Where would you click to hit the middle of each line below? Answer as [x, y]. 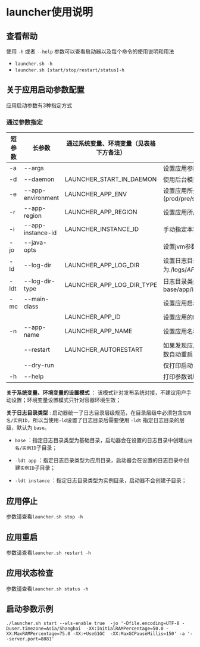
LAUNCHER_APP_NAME [99, 331]
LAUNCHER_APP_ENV [96, 194]
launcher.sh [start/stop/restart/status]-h [70, 70]
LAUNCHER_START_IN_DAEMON [111, 179]
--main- [36, 299]
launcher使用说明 [50, 12]
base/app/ [177, 289]
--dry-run [39, 365]
